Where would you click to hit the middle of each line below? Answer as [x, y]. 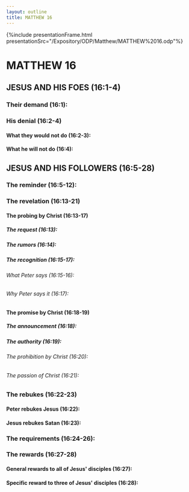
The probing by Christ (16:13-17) [47, 215]
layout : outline [26, 12]
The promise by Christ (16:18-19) [48, 312]
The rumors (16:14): [31, 244]
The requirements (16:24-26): [51, 438]
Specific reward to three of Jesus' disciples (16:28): [72, 482]
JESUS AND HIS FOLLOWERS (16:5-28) [81, 168]
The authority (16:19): [34, 341]
